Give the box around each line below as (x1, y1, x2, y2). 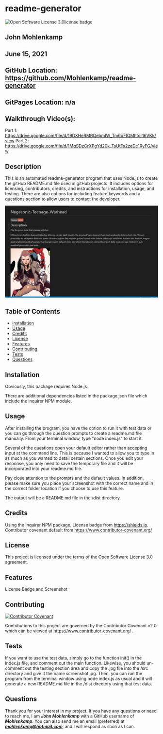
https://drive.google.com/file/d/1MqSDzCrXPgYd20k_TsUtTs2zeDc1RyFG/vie (5, 143, 158, 149)
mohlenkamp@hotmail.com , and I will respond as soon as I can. (5, 723, 135, 729)
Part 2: (15, 138, 29, 144)
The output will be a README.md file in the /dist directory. (5, 495, 121, 501)
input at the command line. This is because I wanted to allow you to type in (5, 450, 154, 456)
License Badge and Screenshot (5, 586, 68, 592)
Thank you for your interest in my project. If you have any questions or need (5, 708, 157, 714)
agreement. (5, 559, 28, 565)
